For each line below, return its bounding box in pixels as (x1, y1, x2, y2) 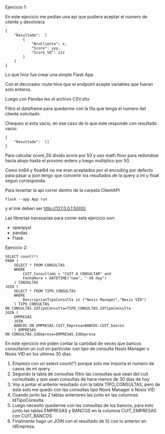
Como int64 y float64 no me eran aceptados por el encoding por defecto (5, 167, 153, 173)
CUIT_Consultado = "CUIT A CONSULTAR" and (23, 271, 111, 276)
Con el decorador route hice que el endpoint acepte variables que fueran (5, 81, 154, 87)
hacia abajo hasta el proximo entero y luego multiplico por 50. (5, 158, 131, 163)
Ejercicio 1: (5, 4, 27, 10)
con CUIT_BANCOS (12, 413, 52, 419)
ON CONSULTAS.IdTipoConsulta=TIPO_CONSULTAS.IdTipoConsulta (5, 306, 132, 311)
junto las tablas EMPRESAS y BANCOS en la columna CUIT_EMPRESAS (12, 408, 157, 413)
